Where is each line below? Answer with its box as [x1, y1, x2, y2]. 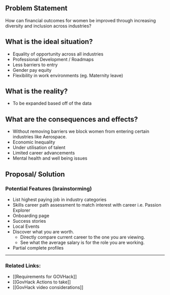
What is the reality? [5, 87, 68, 95]
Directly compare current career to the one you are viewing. [20, 234, 145, 240]
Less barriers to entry [12, 62, 58, 68]
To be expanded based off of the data [12, 101, 92, 107]
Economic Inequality [12, 139, 56, 145]
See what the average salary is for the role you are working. [20, 239, 145, 245]
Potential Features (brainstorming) [5, 185, 92, 192]
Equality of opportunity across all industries [12, 51, 104, 57]
